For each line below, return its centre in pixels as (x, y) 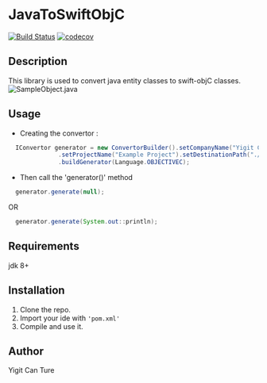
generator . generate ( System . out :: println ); (87, 222)
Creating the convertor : (59, 133)
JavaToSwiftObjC (67, 15)
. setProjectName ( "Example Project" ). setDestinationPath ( (154, 155)
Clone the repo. (45, 309)
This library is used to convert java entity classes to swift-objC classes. (124, 80)
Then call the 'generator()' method (76, 178)
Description (38, 61)
